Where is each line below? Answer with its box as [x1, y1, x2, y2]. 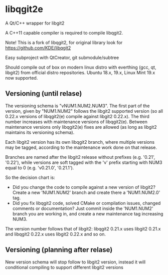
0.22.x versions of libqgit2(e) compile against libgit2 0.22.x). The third [5, 113, 149, 119]
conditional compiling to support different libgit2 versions [5, 264, 124, 270]
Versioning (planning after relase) [5, 245, 113, 254]
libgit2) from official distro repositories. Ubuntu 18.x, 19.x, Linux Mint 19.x [5, 69, 155, 76]
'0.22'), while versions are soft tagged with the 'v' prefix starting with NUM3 [5, 159, 162, 165]
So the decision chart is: [5, 174, 55, 180]
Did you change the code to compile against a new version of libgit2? [12, 184, 155, 190]
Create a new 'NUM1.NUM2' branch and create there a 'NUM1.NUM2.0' [12, 189, 160, 195]
